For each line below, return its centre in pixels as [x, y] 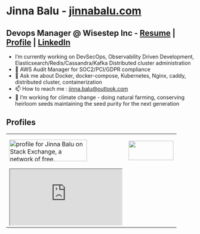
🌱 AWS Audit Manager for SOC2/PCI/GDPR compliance [83, 69]
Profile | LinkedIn [38, 42]
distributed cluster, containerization [59, 82]
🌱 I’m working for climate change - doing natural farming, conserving [100, 97]
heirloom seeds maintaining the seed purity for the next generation [97, 104]
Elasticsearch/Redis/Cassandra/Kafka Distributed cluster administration [103, 63]
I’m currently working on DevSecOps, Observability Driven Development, [104, 57]
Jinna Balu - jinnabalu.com [74, 11]
